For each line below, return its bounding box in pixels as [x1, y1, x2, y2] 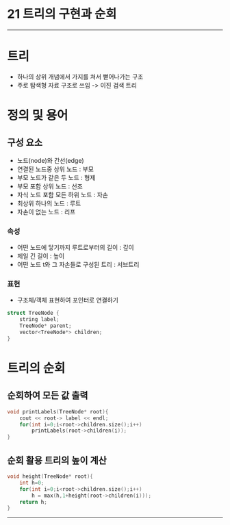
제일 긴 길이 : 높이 [16, 252, 65, 260]
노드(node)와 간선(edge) [16, 156, 84, 164]
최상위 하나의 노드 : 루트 [16, 199, 81, 207]
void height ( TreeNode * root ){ [7, 473, 94, 480]
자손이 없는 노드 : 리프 [16, 207, 76, 216]
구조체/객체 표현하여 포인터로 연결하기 [16, 296, 118, 305]
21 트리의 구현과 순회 [7, 6, 117, 22]
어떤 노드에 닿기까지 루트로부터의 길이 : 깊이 [16, 244, 135, 252]
